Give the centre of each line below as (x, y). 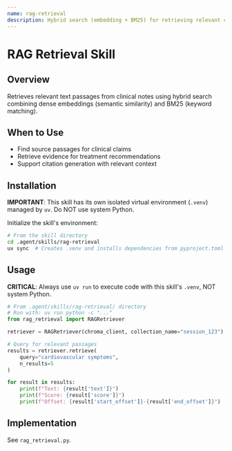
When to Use (36, 132)
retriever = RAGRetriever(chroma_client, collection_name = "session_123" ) (116, 332)
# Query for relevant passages (52, 345)
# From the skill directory (48, 236)
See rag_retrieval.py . (39, 440)
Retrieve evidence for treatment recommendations (89, 157)
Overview (29, 80)
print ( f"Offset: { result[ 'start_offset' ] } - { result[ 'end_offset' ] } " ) (120, 402)
